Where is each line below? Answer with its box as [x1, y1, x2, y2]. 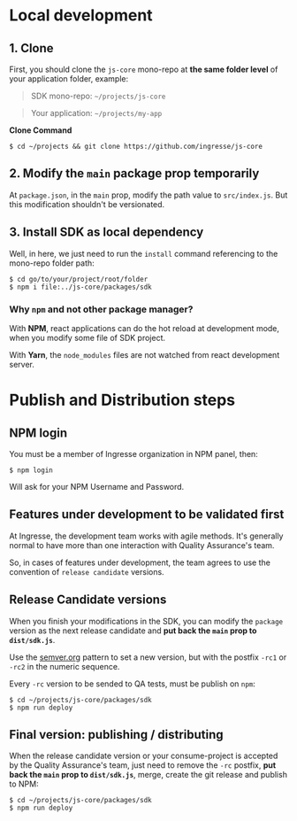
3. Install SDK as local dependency [9, 225, 204, 240]
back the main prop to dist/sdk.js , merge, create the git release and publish [9, 770, 287, 780]
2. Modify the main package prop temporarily [9, 166, 260, 182]
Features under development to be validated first [9, 507, 285, 523]
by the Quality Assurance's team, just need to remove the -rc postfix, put [9, 760, 277, 771]
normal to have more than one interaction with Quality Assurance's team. [9, 539, 275, 550]
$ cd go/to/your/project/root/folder [9, 275, 148, 283]
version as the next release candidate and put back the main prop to [9, 625, 257, 636]
